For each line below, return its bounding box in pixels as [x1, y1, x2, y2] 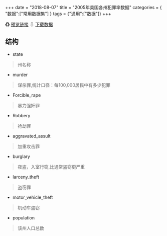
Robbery [12, 112, 31, 118]
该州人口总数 [17, 225, 44, 231]
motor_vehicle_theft [12, 194, 53, 200]
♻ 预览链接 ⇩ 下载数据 [5, 22, 53, 27]
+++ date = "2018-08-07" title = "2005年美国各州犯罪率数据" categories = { [5, 5, 162, 10]
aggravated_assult [12, 133, 51, 139]
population [12, 214, 35, 220]
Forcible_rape [12, 92, 41, 98]
